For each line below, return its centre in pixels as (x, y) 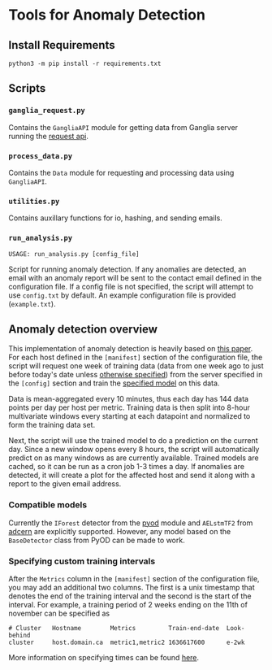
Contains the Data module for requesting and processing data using (121, 172)
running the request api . (49, 136)
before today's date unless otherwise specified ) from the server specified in (136, 375)
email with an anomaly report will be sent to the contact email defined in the (135, 277)
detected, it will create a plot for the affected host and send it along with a (132, 475)
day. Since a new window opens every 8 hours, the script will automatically (134, 450)
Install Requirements (62, 45)
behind (19, 635)
